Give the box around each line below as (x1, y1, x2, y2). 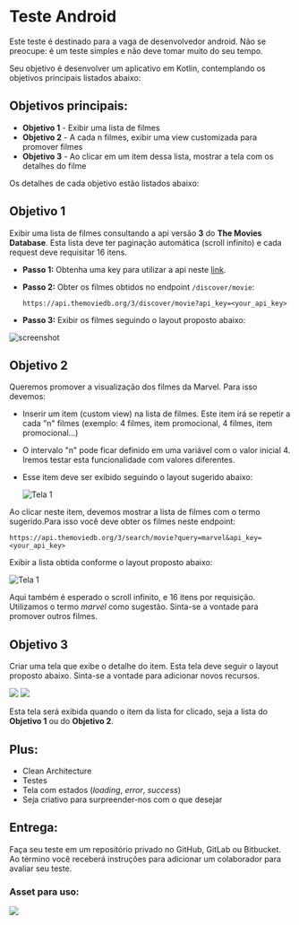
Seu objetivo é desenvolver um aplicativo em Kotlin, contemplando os (9, 63, 266, 74)
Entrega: (9, 820, 58, 835)
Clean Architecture (21, 765, 92, 776)
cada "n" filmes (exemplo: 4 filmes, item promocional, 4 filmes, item (21, 418, 273, 429)
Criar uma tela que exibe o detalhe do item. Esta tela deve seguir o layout (9, 661, 279, 672)
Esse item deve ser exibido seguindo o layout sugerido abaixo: (21, 472, 253, 483)
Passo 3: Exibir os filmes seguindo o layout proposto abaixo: (21, 314, 246, 325)
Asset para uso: (9, 886, 80, 898)
